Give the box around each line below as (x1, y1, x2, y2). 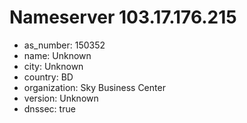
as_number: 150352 (23, 39, 106, 51)
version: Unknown (23, 92, 99, 104)
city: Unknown (23, 60, 84, 72)
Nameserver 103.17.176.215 (9, 6, 237, 29)
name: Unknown (23, 49, 92, 61)
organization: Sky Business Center (23, 81, 166, 93)
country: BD (23, 71, 74, 83)
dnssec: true (23, 102, 76, 115)
